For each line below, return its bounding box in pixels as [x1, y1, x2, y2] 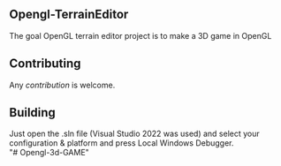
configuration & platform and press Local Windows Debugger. [9, 138, 234, 148]
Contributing [9, 57, 81, 72]
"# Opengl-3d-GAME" [9, 147, 90, 158]
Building [9, 105, 56, 120]
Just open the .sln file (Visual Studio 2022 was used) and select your [9, 128, 260, 140]
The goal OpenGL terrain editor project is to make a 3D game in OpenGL [9, 30, 272, 41]
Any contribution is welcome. [9, 79, 116, 90]
